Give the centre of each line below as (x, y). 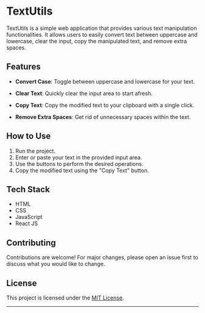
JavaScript (29, 217)
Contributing (31, 243)
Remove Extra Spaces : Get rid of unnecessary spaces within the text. (103, 117)
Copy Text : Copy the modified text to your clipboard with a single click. (105, 105)
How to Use (29, 136)
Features (23, 67)
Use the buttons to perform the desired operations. (79, 164)
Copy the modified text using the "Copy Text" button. (82, 170)
